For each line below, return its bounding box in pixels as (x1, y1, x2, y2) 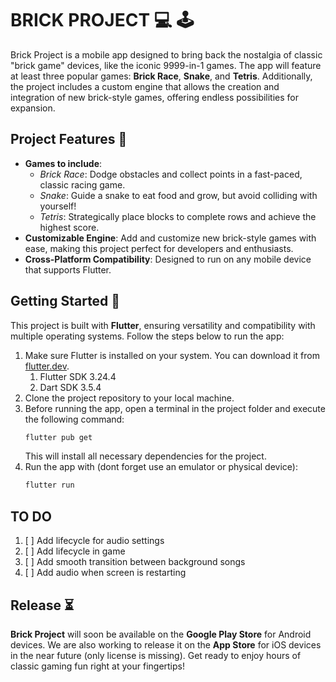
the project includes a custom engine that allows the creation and (10, 80, 280, 92)
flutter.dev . (24, 360, 70, 372)
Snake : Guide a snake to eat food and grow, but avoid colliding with (39, 189, 318, 201)
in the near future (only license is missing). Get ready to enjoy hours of (10, 649, 302, 661)
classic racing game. (39, 178, 126, 191)
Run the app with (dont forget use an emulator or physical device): (24, 461, 298, 473)
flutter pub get (24, 432, 93, 442)
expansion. (10, 102, 56, 114)
